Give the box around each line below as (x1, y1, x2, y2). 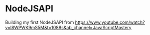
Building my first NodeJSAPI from (5, 19, 74, 25)
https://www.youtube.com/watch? (75, 19, 146, 25)
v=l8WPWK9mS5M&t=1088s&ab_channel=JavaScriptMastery (5, 24, 132, 30)
